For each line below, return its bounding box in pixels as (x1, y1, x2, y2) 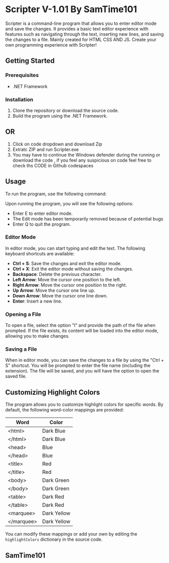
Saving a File (5, 346, 37, 353)
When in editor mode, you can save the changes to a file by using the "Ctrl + (5, 357, 164, 363)
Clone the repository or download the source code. (12, 107, 119, 114)
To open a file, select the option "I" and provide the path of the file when (5, 322, 155, 328)
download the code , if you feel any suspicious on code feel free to (12, 157, 152, 163)
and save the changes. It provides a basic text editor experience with (5, 25, 149, 31)
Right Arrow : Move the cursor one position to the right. (12, 282, 127, 288)
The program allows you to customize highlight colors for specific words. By (5, 401, 164, 407)
